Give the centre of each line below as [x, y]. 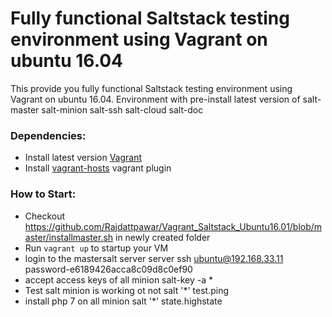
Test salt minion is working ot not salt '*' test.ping [127, 290]
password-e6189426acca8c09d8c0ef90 [108, 269]
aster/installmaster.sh [69, 237]
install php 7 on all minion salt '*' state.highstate [123, 301]
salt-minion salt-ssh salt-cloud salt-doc [122, 109]
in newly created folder [163, 237]
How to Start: [43, 194]
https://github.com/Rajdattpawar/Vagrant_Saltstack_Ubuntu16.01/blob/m [173, 226]
